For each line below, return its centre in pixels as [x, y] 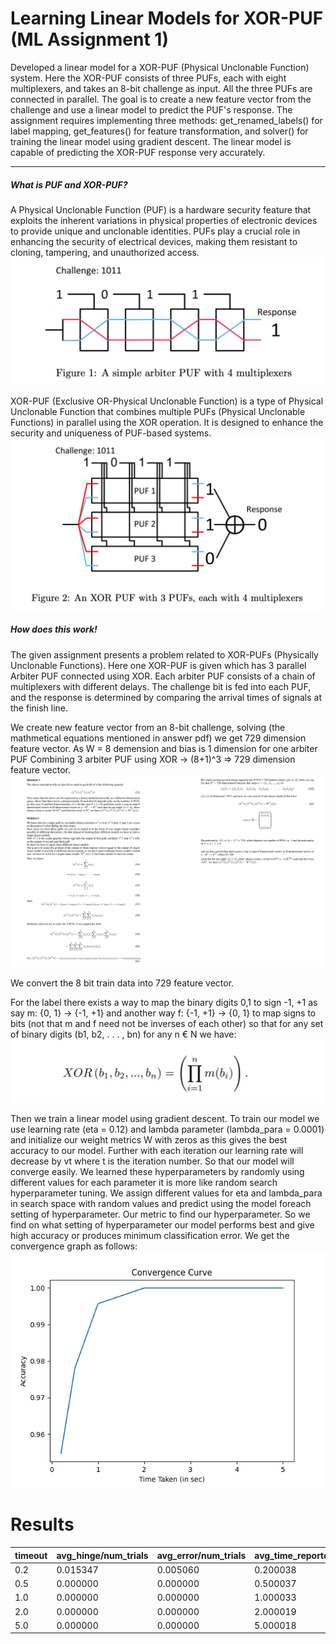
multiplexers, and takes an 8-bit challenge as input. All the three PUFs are [161, 88]
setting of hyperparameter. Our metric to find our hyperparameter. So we [160, 1214]
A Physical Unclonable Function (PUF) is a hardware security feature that [161, 209]
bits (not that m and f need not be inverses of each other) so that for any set [167, 1024]
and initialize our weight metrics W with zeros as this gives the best [149, 1140]
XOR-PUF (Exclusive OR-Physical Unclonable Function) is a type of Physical [167, 401]
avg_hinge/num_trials [102, 1555]
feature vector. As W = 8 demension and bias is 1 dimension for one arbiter [164, 748]
